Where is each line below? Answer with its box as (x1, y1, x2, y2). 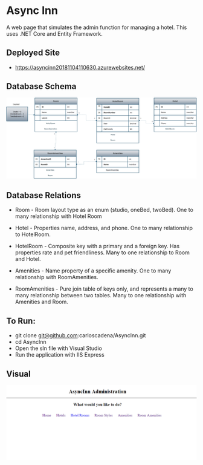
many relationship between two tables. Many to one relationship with (14, 292, 187, 299)
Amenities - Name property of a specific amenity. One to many (14, 267, 172, 274)
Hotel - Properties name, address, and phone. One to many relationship (14, 225, 193, 232)
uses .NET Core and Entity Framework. (6, 30, 103, 37)
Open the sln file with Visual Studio (14, 345, 103, 352)
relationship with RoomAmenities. (14, 274, 98, 281)
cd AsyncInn (14, 338, 47, 346)
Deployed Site (6, 48, 60, 58)
